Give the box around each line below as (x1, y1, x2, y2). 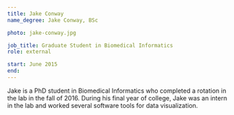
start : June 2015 (7, 61, 58, 68)
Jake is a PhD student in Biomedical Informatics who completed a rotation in (7, 86, 227, 95)
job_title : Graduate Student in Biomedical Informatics (7, 42, 173, 49)
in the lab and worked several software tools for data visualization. (7, 101, 198, 109)
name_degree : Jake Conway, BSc (7, 17, 98, 24)
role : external (7, 48, 52, 56)
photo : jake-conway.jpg (7, 29, 77, 36)
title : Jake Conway (7, 10, 64, 17)
